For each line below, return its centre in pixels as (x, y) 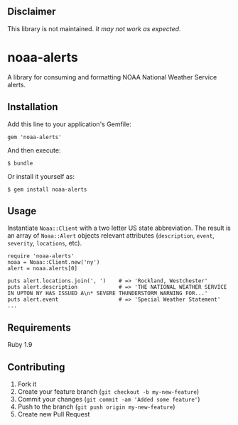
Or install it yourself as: (41, 176)
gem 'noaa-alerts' (34, 137)
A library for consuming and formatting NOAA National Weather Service (112, 77)
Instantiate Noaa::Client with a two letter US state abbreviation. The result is (119, 228)
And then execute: (34, 150)
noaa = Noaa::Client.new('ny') (54, 263)
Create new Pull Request (54, 414)
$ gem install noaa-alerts (47, 189)
